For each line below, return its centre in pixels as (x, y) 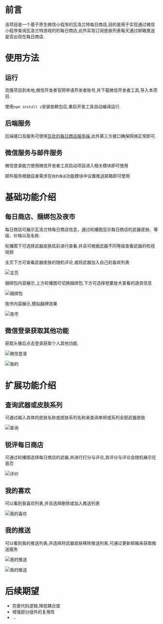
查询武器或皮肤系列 (34, 405)
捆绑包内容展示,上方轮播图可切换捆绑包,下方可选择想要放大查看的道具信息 (79, 283)
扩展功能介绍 (31, 385)
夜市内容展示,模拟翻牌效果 (31, 303)
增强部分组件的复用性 (33, 612)
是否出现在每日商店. (25, 37)
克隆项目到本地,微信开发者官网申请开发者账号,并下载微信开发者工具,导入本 (79, 90)
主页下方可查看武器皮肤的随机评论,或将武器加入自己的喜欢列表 (67, 262)
